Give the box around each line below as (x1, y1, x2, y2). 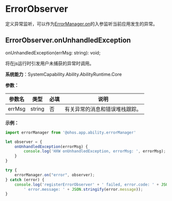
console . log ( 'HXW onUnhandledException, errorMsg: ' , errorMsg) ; (24, 149, 166, 154)
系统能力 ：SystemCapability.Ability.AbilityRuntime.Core (5, 71, 122, 77)
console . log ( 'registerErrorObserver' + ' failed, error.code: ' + (14, 182, 159, 187)
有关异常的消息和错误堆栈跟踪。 (64, 105, 142, 113)
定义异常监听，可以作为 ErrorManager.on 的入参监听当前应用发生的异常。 (5, 21, 158, 27)
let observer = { (5, 139, 42, 144)
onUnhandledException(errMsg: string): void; (5, 49, 101, 56)
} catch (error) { (5, 177, 45, 182)
